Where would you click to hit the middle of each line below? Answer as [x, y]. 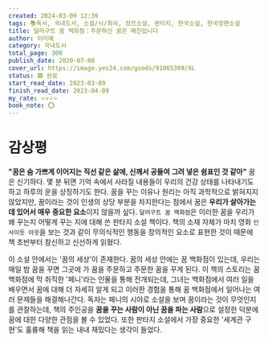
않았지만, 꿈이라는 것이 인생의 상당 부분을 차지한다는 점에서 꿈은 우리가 [118, 202]
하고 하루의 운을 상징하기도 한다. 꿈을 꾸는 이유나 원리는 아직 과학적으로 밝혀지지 [134, 192]
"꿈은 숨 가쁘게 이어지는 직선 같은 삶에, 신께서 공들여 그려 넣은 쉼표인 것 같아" [128, 172]
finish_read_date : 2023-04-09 [59, 91]
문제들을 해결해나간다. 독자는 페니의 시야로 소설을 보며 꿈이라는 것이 [122, 299]
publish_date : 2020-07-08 [51, 61]
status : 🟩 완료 [33, 76]
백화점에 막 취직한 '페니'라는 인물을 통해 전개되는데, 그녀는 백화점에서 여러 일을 [131, 279]
